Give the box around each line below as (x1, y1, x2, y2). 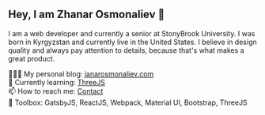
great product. (8, 54, 55, 63)
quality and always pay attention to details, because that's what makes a (8, 45, 244, 55)
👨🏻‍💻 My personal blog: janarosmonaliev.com (8, 69, 154, 79)
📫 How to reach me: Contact (8, 86, 104, 95)
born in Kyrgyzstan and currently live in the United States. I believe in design (8, 37, 257, 46)
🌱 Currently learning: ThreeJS (8, 77, 105, 87)
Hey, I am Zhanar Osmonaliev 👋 (8, 8, 165, 21)
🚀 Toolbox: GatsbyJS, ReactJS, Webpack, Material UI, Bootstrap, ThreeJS (8, 98, 248, 107)
